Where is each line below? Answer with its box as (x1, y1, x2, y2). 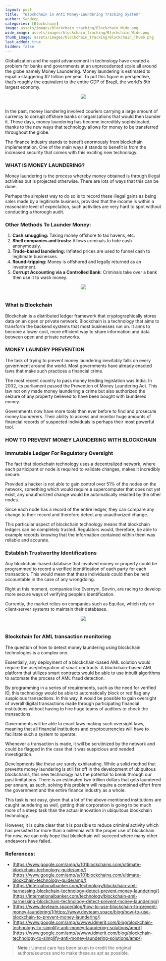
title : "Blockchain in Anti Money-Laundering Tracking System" (5, 12, 141, 17)
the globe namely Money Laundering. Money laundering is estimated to (5, 68, 151, 74)
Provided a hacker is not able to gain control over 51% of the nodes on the (5, 481, 157, 487)
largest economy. (5, 84, 41, 90)
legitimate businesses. (12, 254, 58, 260)
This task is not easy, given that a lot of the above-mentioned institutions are (5, 797, 162, 802)
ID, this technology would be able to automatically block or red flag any (5, 690, 150, 696)
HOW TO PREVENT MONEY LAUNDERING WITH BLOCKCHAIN (5, 436, 157, 443)
